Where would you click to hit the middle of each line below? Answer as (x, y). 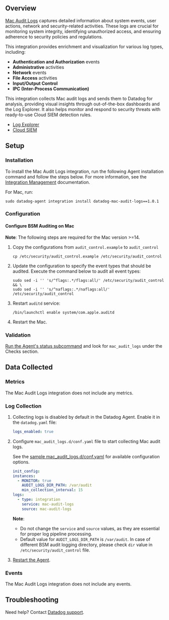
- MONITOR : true (34, 481)
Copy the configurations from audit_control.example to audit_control (86, 247)
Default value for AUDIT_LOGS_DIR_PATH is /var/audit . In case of (85, 539)
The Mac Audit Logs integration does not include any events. (69, 584)
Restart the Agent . (31, 560)
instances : (24, 476)
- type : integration (39, 500)
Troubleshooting (32, 600)
